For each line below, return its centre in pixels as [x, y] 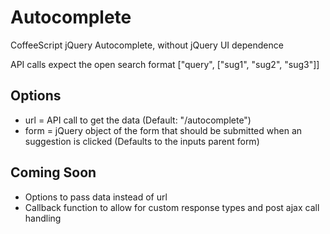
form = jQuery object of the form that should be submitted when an [163, 130]
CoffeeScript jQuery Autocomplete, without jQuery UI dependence [147, 45]
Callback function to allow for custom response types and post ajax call [172, 207]
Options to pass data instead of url [96, 197]
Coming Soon [53, 172]
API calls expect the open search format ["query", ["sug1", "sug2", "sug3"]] [165, 64]
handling [43, 218]
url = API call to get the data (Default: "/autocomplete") [138, 120]
